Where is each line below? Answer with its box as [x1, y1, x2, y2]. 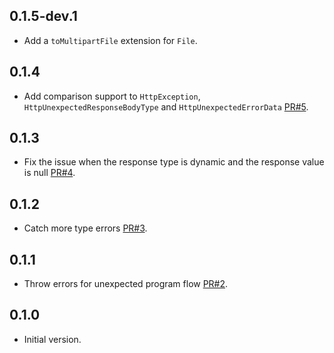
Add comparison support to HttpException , [23, 90, 201, 102]
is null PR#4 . [23, 167, 76, 179]
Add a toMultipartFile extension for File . [23, 34, 198, 46]
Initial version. [23, 333, 82, 345]
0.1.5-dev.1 [9, 8, 78, 25]
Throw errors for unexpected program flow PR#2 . [23, 278, 229, 290]
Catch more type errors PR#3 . [23, 222, 148, 234]
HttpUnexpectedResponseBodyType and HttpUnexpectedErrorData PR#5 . [23, 100, 309, 113]
